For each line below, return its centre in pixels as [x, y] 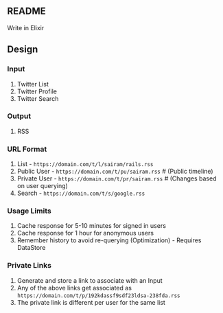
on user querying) [43, 186]
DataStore [31, 248]
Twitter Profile [37, 91]
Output [19, 116]
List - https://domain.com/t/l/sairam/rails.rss [85, 164]
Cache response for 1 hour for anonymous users [85, 233]
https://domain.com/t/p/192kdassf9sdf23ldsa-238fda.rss [98, 295]
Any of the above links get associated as [74, 288]
